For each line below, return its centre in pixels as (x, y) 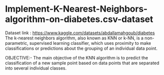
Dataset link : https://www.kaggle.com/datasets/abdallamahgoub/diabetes (80, 33)
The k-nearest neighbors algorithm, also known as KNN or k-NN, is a (74, 38)
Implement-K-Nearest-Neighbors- (76, 9)
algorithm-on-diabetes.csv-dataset (79, 19)
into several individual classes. (36, 68)
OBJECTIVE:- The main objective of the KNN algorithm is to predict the (77, 57)
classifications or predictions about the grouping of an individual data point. (81, 48)
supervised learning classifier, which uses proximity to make (90, 43)
